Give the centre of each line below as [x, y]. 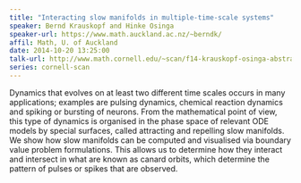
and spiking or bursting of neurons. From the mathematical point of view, [143, 112]
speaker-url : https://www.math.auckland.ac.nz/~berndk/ [116, 34]
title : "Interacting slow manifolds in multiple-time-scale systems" [142, 17]
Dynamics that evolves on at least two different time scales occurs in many [147, 92]
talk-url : [28, 59]
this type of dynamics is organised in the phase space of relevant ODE [139, 121]
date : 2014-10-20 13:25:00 [60, 51]
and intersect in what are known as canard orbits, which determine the [140, 159]
